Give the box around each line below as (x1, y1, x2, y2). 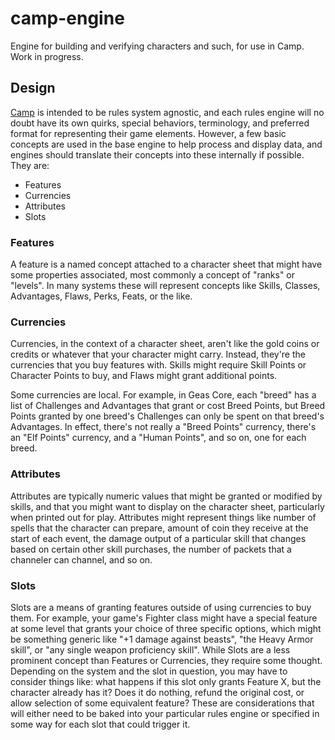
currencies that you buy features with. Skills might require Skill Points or (10, 359, 307, 371)
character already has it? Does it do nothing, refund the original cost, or (10, 686, 305, 698)
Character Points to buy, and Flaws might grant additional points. (10, 370, 278, 382)
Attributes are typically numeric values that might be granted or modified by (10, 490, 323, 502)
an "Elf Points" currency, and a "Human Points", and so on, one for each (10, 432, 307, 444)
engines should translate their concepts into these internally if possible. (10, 148, 305, 161)
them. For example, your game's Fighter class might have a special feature (10, 612, 318, 624)
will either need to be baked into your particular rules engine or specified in (10, 707, 320, 719)
